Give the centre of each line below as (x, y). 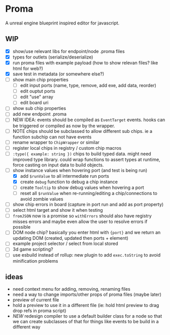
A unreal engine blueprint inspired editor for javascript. (62, 23)
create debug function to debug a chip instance (69, 182)
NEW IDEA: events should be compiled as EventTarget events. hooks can (89, 120)
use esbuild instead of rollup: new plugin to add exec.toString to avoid (87, 255)
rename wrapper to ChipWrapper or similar (56, 142)
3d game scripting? (33, 249)
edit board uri (34, 103)
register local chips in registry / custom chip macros (67, 148)
